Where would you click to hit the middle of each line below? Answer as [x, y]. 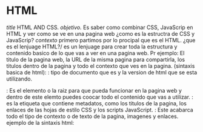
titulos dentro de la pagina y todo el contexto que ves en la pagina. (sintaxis [101, 66]
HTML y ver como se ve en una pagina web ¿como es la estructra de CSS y [101, 33]
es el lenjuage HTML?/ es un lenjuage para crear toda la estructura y [92, 47]
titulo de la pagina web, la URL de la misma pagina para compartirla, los [96, 59]
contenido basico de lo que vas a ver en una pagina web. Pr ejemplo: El [95, 53]
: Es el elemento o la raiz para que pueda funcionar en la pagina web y [94, 90]
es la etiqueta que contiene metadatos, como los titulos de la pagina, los [96, 103]
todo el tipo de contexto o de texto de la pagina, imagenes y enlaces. [92, 116]
